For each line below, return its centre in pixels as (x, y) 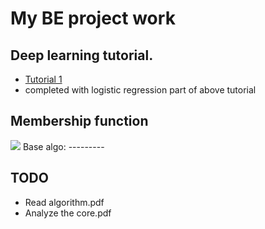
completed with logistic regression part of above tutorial (140, 90)
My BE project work (93, 18)
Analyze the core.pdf (68, 213)
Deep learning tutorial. (82, 55)
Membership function (79, 121)
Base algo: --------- (63, 146)
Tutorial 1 (43, 79)
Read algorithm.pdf (64, 202)
